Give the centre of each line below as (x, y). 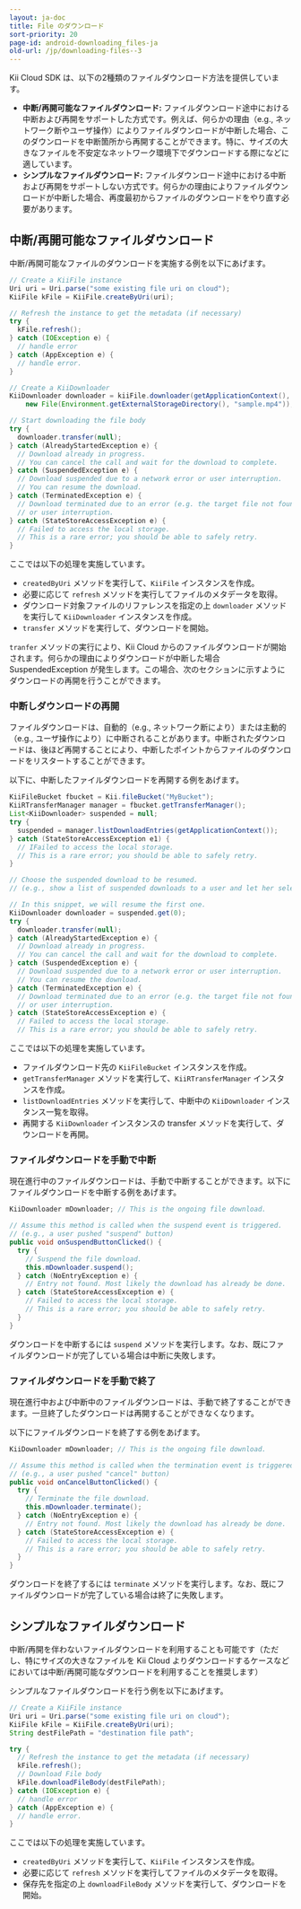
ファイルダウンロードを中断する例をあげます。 (95, 1192)
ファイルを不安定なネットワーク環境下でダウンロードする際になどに (163, 153)
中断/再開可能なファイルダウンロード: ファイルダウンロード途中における (155, 108)
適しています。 (49, 164)
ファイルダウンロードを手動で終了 (83, 1380)
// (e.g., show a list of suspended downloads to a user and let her (142, 889)
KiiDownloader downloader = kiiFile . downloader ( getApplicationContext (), (150, 396)
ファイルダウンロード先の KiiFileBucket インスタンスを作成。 (137, 1067)
